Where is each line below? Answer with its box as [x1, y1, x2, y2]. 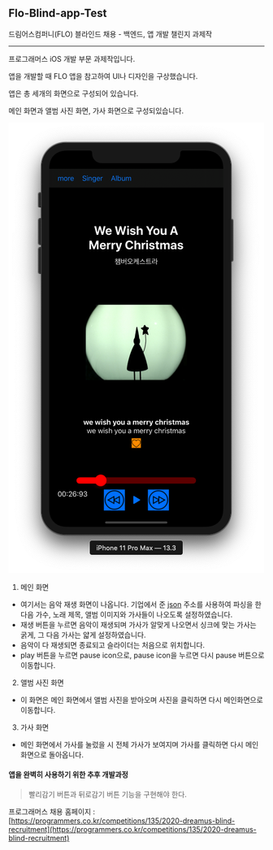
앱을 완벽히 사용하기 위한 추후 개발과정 [8, 770, 128, 779]
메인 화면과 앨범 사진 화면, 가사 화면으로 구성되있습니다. [8, 106, 184, 115]
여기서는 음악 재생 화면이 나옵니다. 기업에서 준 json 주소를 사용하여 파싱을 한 [19, 599, 262, 609]
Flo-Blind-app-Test [8, 7, 107, 20]
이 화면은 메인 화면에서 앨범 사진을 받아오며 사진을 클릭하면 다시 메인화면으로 [19, 695, 264, 705]
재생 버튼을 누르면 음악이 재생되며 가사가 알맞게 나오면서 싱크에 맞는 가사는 [19, 619, 258, 629]
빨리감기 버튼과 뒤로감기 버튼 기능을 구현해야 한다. [28, 790, 187, 800]
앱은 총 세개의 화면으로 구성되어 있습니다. [8, 89, 139, 98]
